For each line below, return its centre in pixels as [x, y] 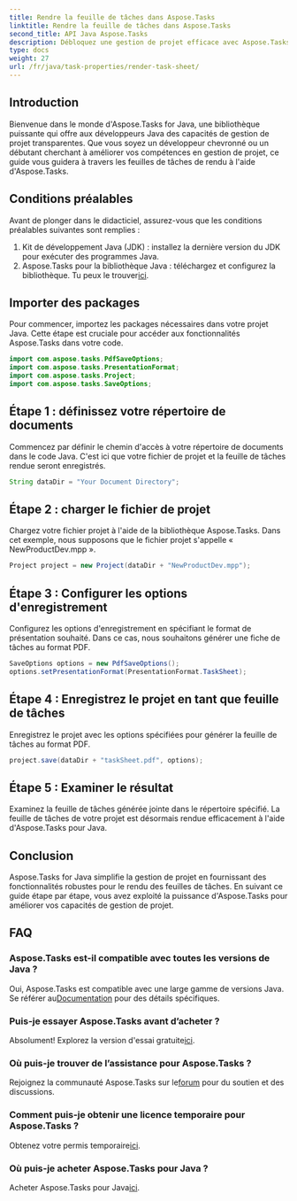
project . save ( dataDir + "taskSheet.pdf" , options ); [106, 760]
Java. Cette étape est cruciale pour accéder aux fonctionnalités [125, 334]
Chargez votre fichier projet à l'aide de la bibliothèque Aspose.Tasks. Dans [145, 531]
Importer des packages [75, 302]
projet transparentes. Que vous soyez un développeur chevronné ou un [139, 143]
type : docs [29, 50]
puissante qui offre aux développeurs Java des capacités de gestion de [139, 133]
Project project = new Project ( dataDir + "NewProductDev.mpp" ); [130, 566]
